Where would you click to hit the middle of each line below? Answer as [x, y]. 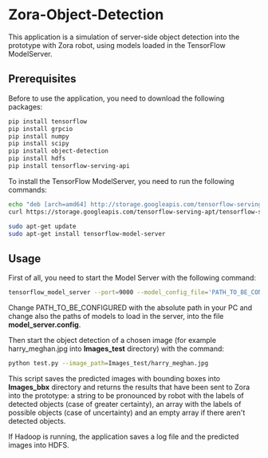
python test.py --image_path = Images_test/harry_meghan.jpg [108, 364]
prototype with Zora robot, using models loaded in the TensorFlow [117, 45]
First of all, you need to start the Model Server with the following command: [132, 278]
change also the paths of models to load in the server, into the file [116, 317]
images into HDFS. [39, 444]
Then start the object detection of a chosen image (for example [112, 341]
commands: [28, 189]
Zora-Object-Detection [86, 15]
